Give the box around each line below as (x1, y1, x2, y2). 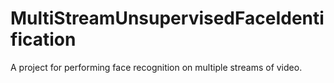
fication (10, 28, 77, 51)
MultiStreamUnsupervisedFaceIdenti (10, 7, 325, 30)
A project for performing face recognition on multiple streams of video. (10, 61, 303, 73)
